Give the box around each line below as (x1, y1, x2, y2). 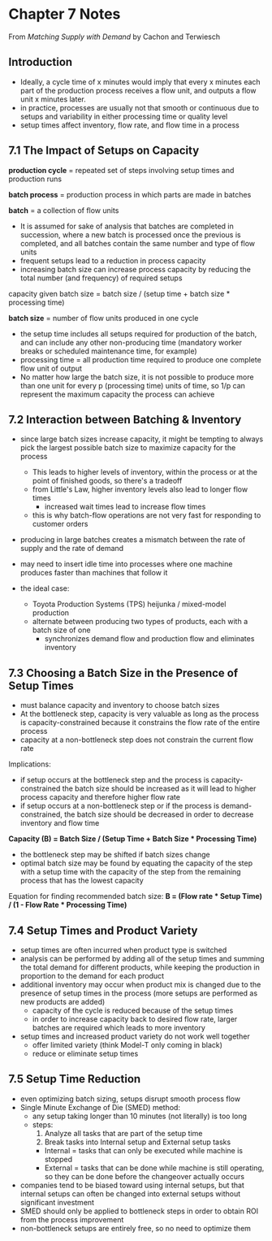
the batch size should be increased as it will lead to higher (62, 783, 257, 793)
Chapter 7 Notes (8, 5, 121, 24)
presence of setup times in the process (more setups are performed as (19, 988, 258, 998)
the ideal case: (19, 584, 70, 593)
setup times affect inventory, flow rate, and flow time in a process (19, 119, 240, 130)
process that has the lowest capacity (19, 875, 144, 886)
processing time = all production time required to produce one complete (19, 354, 261, 364)
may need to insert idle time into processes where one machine (19, 559, 233, 569)
